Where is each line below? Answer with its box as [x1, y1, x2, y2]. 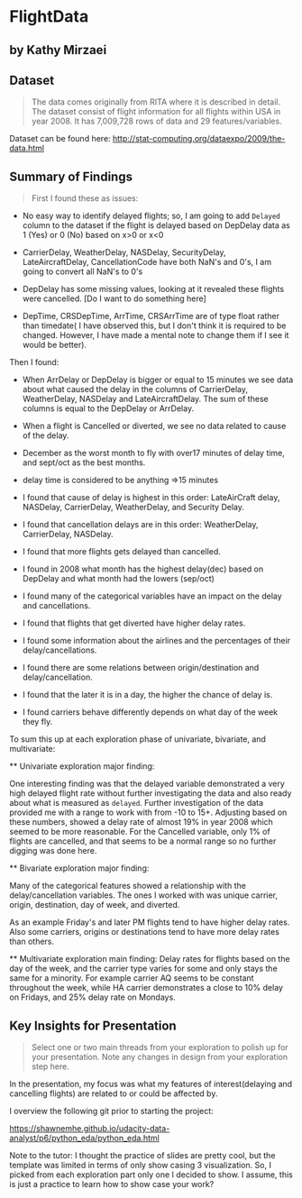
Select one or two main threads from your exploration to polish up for [31, 1042, 288, 1053]
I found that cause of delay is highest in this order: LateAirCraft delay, [22, 492, 280, 503]
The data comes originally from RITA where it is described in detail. [31, 96, 281, 107]
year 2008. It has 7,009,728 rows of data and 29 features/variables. [31, 115, 282, 127]
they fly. [22, 717, 53, 727]
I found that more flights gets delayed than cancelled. [22, 546, 221, 557]
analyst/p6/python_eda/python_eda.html [9, 1133, 160, 1144]
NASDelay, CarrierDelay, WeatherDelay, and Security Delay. [22, 502, 245, 513]
